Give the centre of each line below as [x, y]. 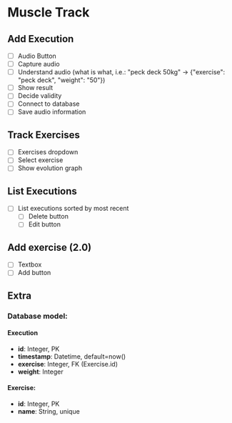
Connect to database [49, 104]
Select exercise [40, 160]
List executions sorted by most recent [73, 209]
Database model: [37, 316]
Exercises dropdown [48, 152]
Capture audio [39, 64]
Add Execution [41, 39]
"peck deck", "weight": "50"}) [61, 80]
